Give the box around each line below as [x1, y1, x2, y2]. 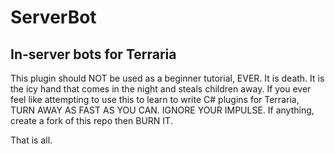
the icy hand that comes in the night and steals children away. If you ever [10, 83, 312, 95]
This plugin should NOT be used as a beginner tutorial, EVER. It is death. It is [10, 72, 325, 84]
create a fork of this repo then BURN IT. [10, 115, 173, 126]
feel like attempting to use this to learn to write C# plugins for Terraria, [10, 94, 300, 105]
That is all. [10, 134, 53, 146]
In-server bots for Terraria [10, 46, 177, 63]
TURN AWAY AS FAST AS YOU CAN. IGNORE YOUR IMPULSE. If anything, [10, 104, 315, 116]
